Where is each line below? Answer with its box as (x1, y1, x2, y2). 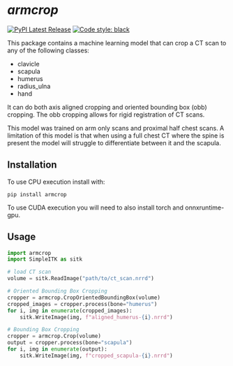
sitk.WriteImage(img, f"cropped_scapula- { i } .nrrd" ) (20, 352, 173, 359)
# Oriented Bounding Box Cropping (7, 288, 108, 295)
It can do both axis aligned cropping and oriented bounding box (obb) (7, 103, 207, 111)
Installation (7, 159, 57, 171)
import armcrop (7, 249, 52, 256)
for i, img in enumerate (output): (7, 346, 108, 353)
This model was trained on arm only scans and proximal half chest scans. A (7, 124, 225, 132)
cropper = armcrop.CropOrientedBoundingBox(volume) (7, 294, 160, 301)
